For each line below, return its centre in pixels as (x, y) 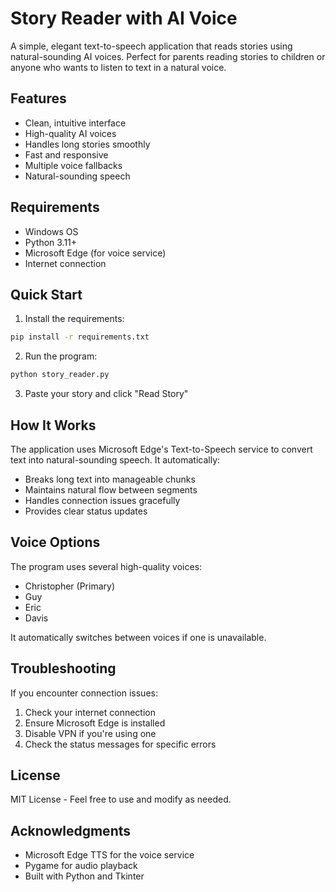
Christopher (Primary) (69, 586)
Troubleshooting (63, 668)
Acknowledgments (71, 830)
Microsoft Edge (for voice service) (95, 253)
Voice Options (55, 542)
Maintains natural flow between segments (111, 489)
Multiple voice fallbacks (73, 165)
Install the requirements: (74, 319)
